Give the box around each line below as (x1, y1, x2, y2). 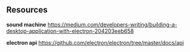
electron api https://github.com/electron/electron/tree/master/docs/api (6, 39, 184, 46)
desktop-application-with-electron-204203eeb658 (6, 27, 134, 34)
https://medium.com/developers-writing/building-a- (47, 21, 178, 28)
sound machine (6, 21, 47, 28)
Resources (6, 5, 48, 15)
